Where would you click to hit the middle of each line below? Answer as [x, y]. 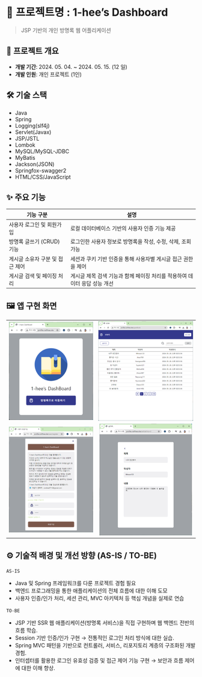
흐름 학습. [26, 630]
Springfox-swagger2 [41, 170]
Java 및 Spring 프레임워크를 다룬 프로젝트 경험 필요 [75, 583]
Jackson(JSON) [35, 164]
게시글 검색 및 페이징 [33, 276]
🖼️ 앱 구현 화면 [32, 306]
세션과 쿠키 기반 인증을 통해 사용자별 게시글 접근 [126, 259]
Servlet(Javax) [33, 132]
